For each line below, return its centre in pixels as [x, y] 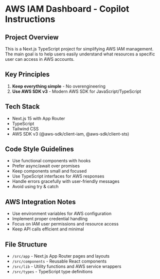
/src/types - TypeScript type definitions [52, 272]
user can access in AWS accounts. [40, 59]
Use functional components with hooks [51, 161]
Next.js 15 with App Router [39, 118]
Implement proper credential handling [50, 219]
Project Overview [32, 37]
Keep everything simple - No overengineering [59, 86]
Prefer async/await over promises [46, 166]
